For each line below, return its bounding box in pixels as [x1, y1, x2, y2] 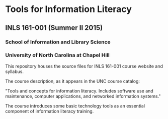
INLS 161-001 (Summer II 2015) [5, 23, 103, 32]
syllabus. [5, 68, 24, 74]
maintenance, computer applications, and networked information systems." [5, 93, 161, 99]
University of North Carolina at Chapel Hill [5, 51, 110, 58]
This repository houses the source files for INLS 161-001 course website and [5, 63, 163, 69]
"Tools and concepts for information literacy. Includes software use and [5, 87, 153, 93]
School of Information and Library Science [5, 38, 111, 45]
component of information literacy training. [5, 108, 94, 114]
